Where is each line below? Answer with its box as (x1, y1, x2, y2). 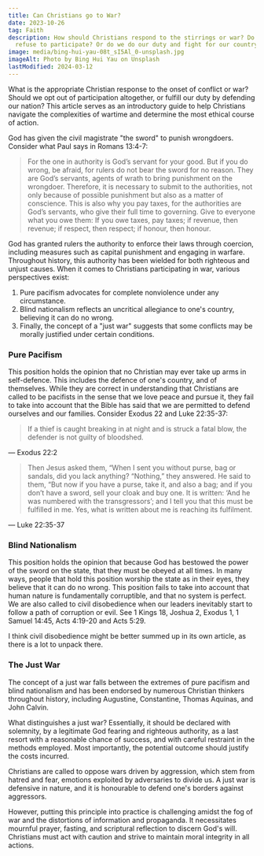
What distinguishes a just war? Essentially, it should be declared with (8, 717, 231, 727)
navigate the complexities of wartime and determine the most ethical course (8, 109, 255, 119)
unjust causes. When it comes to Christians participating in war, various (8, 264, 240, 273)
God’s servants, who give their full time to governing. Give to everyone (27, 206, 255, 217)
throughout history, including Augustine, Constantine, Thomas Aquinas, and (8, 694, 254, 703)
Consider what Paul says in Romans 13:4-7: (8, 141, 148, 150)
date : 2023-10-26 (8, 19, 65, 27)
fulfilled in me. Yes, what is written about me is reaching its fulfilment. (27, 505, 253, 514)
